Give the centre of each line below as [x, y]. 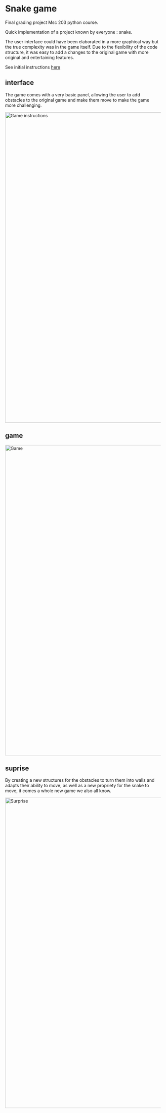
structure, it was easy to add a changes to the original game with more [77, 52]
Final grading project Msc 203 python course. [52, 22]
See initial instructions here [33, 67]
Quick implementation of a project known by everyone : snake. [69, 32]
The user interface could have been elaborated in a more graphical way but [82, 41]
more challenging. [23, 105]
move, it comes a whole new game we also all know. [58, 791]
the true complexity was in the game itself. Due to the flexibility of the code [82, 47]
